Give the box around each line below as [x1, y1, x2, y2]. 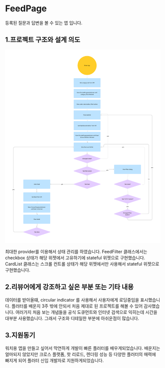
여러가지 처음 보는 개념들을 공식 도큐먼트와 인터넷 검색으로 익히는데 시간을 [15, 309, 158, 315]
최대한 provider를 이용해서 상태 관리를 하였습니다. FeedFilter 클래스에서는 [5, 248, 148, 254]
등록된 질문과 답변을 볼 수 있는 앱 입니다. [5, 20, 83, 26]
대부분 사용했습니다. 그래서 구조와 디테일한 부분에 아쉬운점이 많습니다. [5, 315, 139, 321]
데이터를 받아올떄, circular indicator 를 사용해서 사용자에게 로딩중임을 [5, 297, 139, 303]
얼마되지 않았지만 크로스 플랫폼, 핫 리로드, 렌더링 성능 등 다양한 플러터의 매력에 [5, 351, 156, 357]
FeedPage [5, 3, 47, 14]
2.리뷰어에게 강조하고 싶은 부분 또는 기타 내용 [5, 283, 134, 291]
